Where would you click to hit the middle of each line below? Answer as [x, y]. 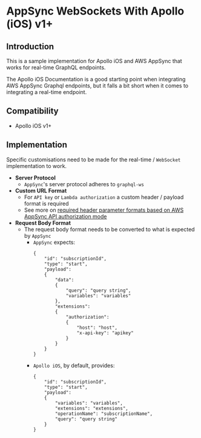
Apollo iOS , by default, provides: [74, 365]
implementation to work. [37, 166]
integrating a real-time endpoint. [47, 92]
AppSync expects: [54, 242]
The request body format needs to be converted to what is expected [109, 229]
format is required [46, 203]
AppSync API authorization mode [65, 216]
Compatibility [32, 111]
